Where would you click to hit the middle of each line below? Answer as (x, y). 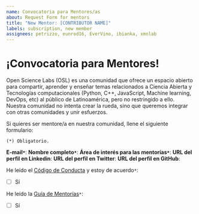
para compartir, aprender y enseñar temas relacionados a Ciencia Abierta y (99, 87)
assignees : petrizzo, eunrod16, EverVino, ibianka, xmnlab (82, 34)
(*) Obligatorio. (28, 141)
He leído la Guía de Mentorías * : (45, 194)
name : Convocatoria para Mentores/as (53, 12)
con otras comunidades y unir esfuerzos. (57, 112)
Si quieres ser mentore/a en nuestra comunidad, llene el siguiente (88, 124)
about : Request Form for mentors (48, 17)
